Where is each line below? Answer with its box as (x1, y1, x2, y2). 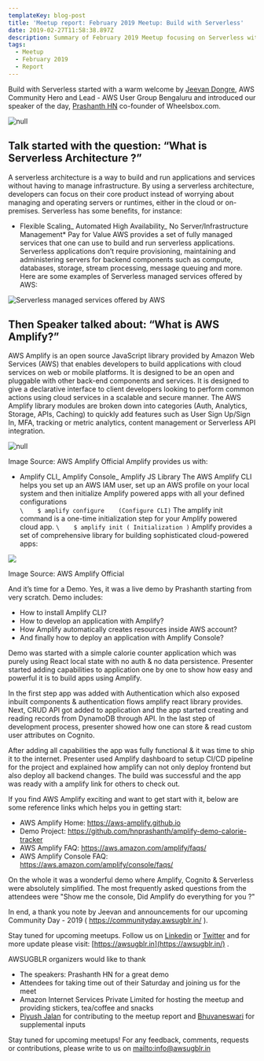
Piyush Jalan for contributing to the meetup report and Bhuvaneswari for (19, 1011, 255, 1021)
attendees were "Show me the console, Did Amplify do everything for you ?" (8, 892, 255, 902)
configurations (19, 497, 68, 506)
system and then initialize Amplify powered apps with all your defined (19, 489, 245, 499)
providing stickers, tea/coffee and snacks (19, 1003, 155, 1013)
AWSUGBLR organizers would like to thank (8, 955, 146, 964)
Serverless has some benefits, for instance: (42, 206, 183, 215)
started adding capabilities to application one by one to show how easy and (8, 665, 253, 674)
